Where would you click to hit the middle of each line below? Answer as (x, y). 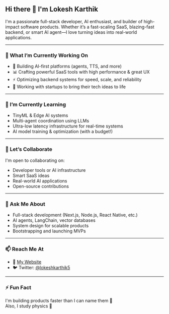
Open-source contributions (41, 186)
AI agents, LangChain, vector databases (54, 220)
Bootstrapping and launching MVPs (49, 231)
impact (12, 27)
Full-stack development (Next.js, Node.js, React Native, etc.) (75, 215)
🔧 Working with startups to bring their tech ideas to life (69, 87)
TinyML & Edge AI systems (40, 115)
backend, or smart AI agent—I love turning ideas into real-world (71, 32)
